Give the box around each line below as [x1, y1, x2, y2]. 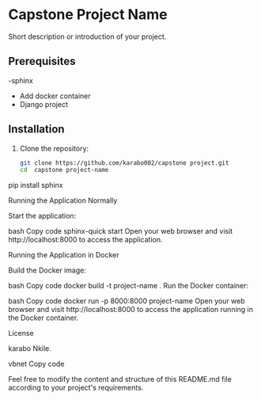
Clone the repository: [19, 143, 89, 153]
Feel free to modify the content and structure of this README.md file [8, 375, 232, 384]
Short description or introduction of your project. [8, 32, 167, 41]
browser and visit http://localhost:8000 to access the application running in [8, 305, 254, 314]
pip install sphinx [8, 181, 63, 190]
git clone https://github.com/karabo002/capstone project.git [19, 158, 229, 167]
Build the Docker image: [8, 265, 87, 275]
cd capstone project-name [19, 166, 109, 174]
